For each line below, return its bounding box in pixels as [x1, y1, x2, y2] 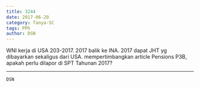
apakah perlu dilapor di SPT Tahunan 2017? [6, 60, 113, 67]
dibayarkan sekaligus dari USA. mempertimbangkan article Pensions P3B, [6, 53, 187, 60]
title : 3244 [6, 8, 36, 15]
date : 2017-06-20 [6, 14, 49, 20]
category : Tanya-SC [6, 20, 55, 25]
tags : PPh [6, 25, 31, 31]
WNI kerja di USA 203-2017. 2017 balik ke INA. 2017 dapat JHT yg [6, 47, 167, 54]
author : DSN [6, 31, 36, 37]
